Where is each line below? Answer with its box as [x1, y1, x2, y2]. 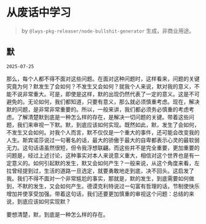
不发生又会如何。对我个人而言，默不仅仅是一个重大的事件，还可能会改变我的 [6, 128, 200, 136]
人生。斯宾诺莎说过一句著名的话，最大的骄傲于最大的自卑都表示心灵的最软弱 [6, 136, 200, 144]
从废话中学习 [6, 6, 72, 20]
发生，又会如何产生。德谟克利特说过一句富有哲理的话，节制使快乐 [32, 182, 200, 190]
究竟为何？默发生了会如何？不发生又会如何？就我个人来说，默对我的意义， [6, 82, 194, 90]
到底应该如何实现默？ [17, 198, 71, 205]
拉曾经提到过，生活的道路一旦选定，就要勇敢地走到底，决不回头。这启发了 [6, 167, 194, 174]
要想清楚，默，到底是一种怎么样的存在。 [6, 210, 109, 218]
